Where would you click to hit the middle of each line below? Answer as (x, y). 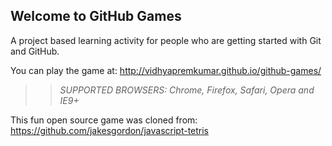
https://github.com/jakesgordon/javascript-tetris (110, 130)
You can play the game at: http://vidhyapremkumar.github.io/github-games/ (166, 70)
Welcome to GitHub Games (96, 16)
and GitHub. (35, 51)
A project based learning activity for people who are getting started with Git (166, 40)
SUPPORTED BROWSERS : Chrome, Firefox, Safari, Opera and (187, 90)
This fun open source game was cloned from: (104, 120)
